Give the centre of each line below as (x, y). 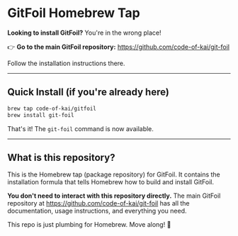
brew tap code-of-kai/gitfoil (52, 108)
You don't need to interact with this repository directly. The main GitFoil (114, 196)
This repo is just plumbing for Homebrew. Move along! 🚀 (89, 225)
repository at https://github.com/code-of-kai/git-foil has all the (98, 203)
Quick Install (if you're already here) (89, 92)
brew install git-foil (41, 115)
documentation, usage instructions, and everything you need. (97, 211)
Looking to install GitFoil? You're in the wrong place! (84, 33)
